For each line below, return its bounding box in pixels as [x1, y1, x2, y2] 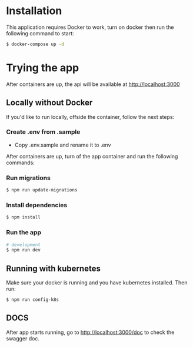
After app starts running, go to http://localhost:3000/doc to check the [6, 329, 175, 336]
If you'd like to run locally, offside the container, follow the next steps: [6, 113, 175, 120]
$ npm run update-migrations [6, 187, 78, 193]
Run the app [6, 228, 41, 237]
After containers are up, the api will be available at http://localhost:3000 [6, 81, 181, 88]
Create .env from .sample [6, 128, 81, 136]
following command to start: [6, 29, 75, 37]
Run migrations [6, 174, 51, 182]
